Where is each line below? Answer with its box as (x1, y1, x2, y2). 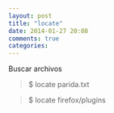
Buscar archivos (8, 64, 62, 73)
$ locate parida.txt (27, 80, 90, 90)
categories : (8, 42, 49, 50)
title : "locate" (8, 19, 63, 27)
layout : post (8, 11, 53, 20)
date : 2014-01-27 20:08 (8, 27, 89, 35)
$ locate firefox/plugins (27, 95, 107, 105)
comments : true (8, 34, 60, 43)
